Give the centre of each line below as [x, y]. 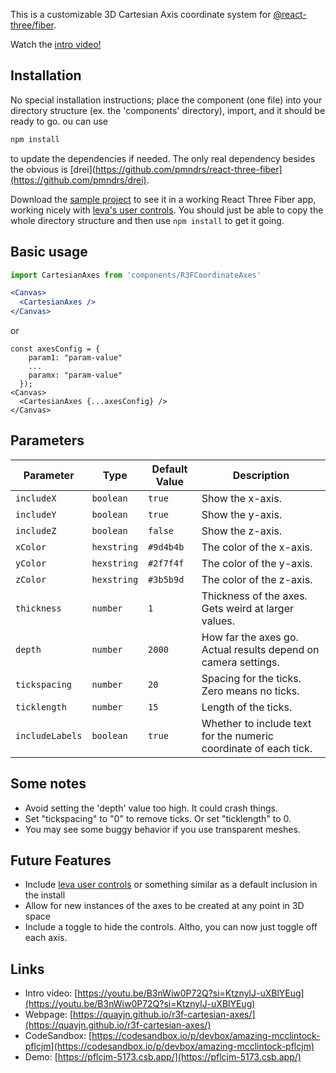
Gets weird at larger [247, 608]
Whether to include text [256, 723]
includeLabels [49, 735]
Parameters [47, 440]
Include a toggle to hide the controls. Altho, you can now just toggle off [171, 927]
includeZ [36, 530]
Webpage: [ [49, 1015]
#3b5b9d [166, 579]
